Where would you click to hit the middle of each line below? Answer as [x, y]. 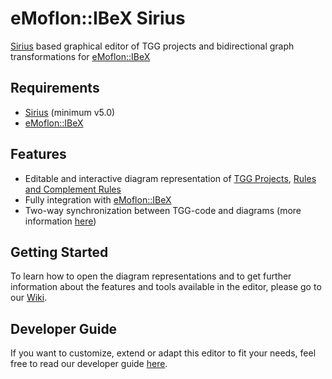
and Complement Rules [73, 189]
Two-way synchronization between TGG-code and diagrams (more [163, 210]
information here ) [60, 221]
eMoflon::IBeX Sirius [98, 18]
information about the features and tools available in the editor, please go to [166, 287]
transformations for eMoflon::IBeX [80, 56]
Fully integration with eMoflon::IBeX [98, 199]
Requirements [55, 88]
